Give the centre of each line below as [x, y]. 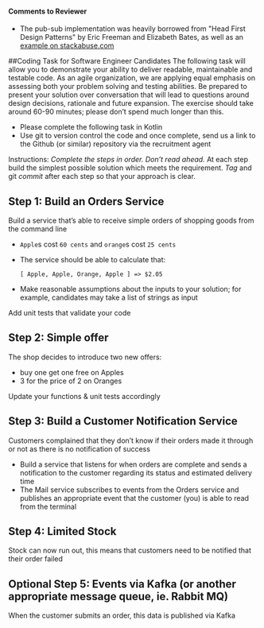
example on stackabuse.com [67, 46]
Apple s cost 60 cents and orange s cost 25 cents [98, 244]
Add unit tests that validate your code [70, 313]
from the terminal [48, 506]
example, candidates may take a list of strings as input [109, 297]
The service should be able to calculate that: [93, 260]
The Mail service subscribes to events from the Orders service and [129, 490]
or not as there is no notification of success [80, 448]
